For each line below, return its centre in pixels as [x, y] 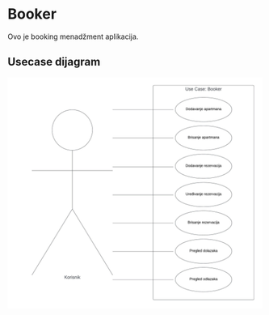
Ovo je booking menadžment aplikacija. [73, 36]
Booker [32, 14]
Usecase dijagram [54, 62]
